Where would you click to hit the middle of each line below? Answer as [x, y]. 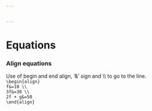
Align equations [29, 63]
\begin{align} [23, 82]
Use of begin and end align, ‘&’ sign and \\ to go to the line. [76, 76]
